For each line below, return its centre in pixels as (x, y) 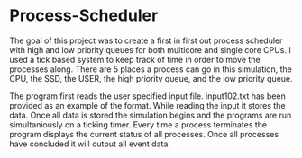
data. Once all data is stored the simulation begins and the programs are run (151, 115)
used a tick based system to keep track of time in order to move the (135, 59)
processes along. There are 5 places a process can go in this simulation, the (151, 69)
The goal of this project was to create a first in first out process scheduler (146, 40)
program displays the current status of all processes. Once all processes (144, 134)
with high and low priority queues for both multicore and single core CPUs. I (150, 49)
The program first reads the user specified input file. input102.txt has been (147, 96)
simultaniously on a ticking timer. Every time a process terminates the (138, 124)
